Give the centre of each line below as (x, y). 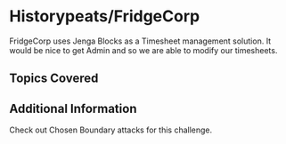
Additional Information (73, 108)
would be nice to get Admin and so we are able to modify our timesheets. (143, 50)
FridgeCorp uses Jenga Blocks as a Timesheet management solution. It (140, 41)
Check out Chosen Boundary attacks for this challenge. (111, 130)
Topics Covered (54, 79)
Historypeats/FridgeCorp (105, 16)
